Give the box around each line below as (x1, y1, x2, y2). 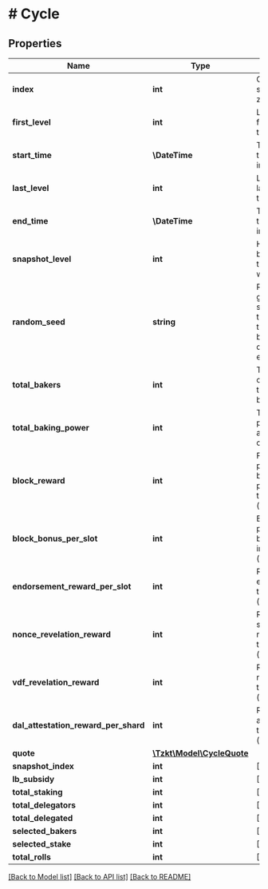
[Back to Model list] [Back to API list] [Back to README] (8, 872, 191, 881)
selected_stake (12, 839, 72, 849)
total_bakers (12, 379, 61, 390)
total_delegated (12, 812, 73, 824)
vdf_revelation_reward (12, 677, 100, 688)
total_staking (12, 787, 63, 797)
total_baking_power (12, 423, 90, 433)
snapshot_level (12, 253, 72, 264)
